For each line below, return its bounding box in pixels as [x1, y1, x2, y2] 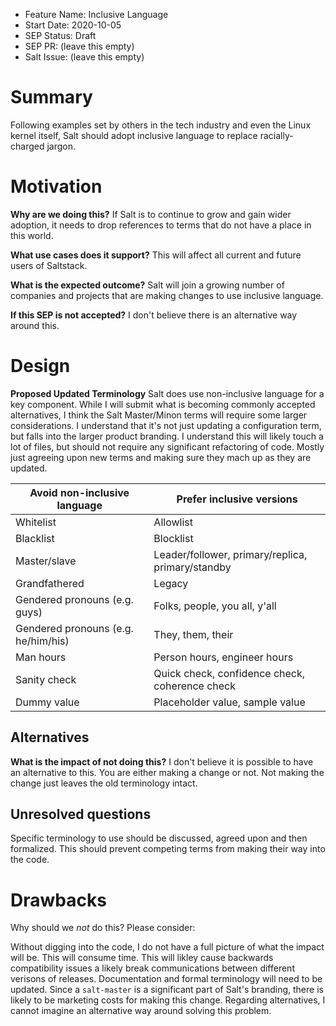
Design [10, 355, 71, 378]
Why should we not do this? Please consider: [10, 922, 196, 934]
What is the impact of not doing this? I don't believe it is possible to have [10, 755, 314, 768]
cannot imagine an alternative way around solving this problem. [10, 1005, 272, 1017]
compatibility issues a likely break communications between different [10, 962, 295, 974]
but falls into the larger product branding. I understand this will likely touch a [10, 430, 324, 442]
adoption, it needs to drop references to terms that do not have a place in [10, 219, 312, 231]
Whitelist [15, 515, 57, 529]
